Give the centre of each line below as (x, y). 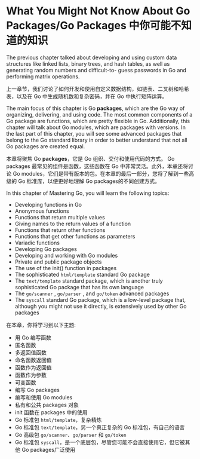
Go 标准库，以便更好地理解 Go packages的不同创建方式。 (89, 181)
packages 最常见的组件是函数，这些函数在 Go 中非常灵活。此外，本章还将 (97, 166)
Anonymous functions (42, 211)
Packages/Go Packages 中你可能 (89, 26)
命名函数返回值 (33, 360)
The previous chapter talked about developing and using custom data (92, 57)
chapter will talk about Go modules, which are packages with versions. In (96, 127)
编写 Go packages (37, 390)
